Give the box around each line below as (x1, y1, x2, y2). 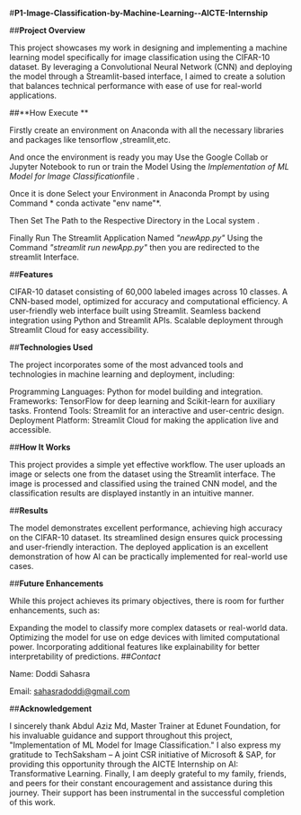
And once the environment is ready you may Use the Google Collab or (9, 152, 269, 162)
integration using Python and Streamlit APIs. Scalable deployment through (9, 315, 284, 326)
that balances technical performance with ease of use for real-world (9, 81, 262, 91)
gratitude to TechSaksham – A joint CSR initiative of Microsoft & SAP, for (9, 749, 277, 759)
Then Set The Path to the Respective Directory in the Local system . (9, 215, 261, 225)
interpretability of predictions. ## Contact (9, 651, 161, 662)
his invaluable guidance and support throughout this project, (9, 731, 233, 741)
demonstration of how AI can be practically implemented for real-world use (9, 551, 288, 562)
